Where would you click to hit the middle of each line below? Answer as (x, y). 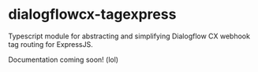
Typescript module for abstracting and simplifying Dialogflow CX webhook (129, 36)
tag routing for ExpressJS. (50, 44)
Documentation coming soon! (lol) (64, 59)
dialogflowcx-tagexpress (92, 14)
